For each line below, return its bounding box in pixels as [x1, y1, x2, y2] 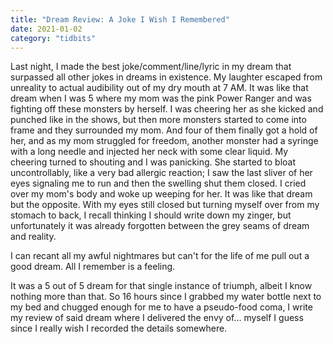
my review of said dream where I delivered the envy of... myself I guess [10, 312, 304, 324]
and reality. [10, 231, 57, 243]
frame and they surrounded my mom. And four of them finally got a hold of [10, 124, 318, 136]
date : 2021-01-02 [10, 24, 83, 34]
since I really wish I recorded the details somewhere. [10, 322, 228, 335]
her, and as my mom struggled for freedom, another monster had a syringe [10, 135, 319, 147]
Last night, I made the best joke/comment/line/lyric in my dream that [10, 61, 292, 73]
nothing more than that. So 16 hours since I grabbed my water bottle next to [10, 291, 322, 303]
